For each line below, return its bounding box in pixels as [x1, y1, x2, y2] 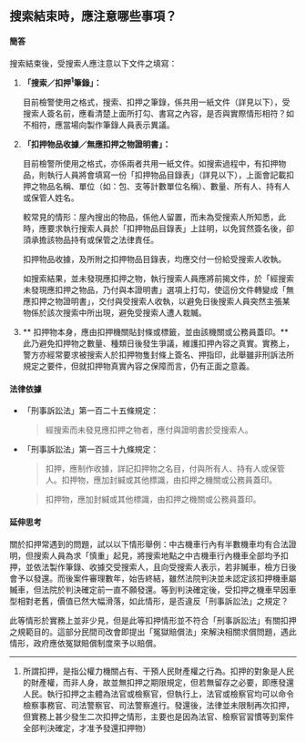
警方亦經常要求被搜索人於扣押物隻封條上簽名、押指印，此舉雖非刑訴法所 [22, 350, 294, 361]
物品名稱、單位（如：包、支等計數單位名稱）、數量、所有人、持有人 [38, 181, 291, 192]
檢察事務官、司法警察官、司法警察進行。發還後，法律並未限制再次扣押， [22, 699, 294, 710]
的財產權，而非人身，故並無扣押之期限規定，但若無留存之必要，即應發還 [22, 676, 294, 687]
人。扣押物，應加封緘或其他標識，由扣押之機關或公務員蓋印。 [45, 474, 278, 485]
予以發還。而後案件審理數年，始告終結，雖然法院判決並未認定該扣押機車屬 [16, 573, 297, 584]
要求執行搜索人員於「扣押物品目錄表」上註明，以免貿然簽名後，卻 [46, 223, 294, 234]
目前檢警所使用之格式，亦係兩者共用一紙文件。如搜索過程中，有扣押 [22, 158, 279, 169]
